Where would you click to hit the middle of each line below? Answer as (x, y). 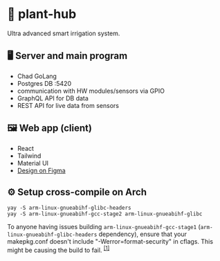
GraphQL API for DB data (53, 98)
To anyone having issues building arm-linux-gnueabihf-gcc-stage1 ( (104, 227)
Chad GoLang (37, 76)
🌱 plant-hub (42, 14)
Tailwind (29, 156)
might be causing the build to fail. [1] (58, 250)
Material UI (33, 163)
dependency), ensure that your (143, 234)
